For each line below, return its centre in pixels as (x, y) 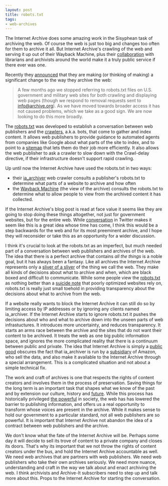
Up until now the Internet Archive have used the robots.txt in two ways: (78, 168)
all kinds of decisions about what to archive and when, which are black (78, 272)
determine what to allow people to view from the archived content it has (87, 194)
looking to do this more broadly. (50, 117)
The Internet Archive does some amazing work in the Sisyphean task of (79, 38)
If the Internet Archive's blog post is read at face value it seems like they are (84, 209)
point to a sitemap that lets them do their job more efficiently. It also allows (82, 148)
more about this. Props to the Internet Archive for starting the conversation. (83, 478)
